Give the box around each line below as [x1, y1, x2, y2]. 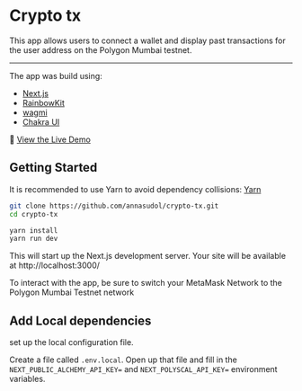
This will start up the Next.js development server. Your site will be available [9, 251, 286, 262]
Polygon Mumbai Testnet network [9, 287, 135, 298]
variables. [9, 374, 46, 385]
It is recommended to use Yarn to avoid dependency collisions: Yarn [9, 183, 262, 194]
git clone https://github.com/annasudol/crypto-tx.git [9, 201, 219, 210]
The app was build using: [9, 70, 103, 81]
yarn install [9, 226, 58, 235]
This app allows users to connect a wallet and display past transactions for [9, 35, 286, 46]
